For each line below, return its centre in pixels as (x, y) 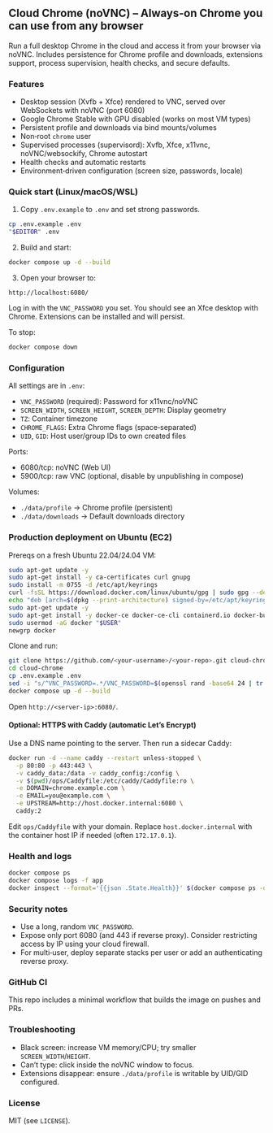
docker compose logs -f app (56, 881)
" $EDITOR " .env (34, 232)
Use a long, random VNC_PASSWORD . (77, 927)
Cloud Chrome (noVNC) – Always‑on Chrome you (136, 13)
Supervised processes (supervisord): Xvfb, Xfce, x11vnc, (115, 145)
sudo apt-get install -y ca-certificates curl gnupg (100, 577)
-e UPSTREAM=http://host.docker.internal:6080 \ (100, 804)
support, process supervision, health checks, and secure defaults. (119, 63)
